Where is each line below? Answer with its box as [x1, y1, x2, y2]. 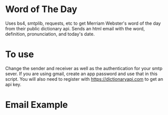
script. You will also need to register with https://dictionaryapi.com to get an [5, 76, 163, 82]
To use [5, 49, 34, 60]
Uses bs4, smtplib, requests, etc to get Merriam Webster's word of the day [5, 20, 161, 26]
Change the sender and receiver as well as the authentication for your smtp [5, 65, 163, 71]
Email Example [5, 99, 68, 110]
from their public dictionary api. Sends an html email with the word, [5, 25, 145, 31]
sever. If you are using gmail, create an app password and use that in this [5, 71, 158, 77]
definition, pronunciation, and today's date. [5, 31, 95, 37]
